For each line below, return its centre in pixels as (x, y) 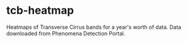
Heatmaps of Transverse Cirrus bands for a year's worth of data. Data (94, 27)
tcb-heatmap (40, 10)
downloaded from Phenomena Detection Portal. (66, 33)
